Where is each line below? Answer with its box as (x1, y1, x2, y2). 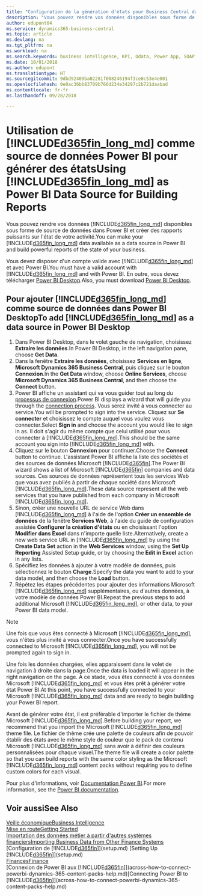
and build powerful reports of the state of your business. (6, 246, 146, 253)
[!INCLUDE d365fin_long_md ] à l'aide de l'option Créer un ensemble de (14, 510, 192, 517)
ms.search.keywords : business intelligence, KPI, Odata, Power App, (6, 53, 182, 59)
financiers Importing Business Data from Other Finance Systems (6, 838, 164, 846)
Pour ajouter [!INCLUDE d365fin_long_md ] (6, 294, 167, 304)
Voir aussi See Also (6, 803, 78, 813)
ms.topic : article (6, 31, 52, 37)
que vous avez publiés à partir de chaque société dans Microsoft (14, 478, 176, 486)
